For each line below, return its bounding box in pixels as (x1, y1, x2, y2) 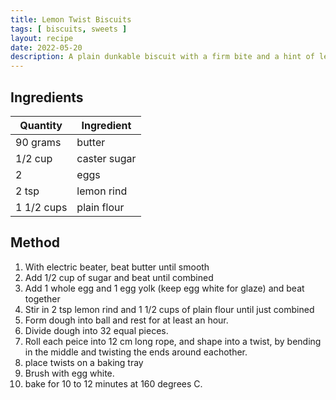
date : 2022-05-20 (10, 42, 83, 53)
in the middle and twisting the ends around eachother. (24, 346, 248, 358)
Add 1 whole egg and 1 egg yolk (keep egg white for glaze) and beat (24, 282, 305, 294)
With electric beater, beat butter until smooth (24, 261, 210, 273)
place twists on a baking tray (24, 356, 144, 368)
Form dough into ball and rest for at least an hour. (24, 314, 229, 326)
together (24, 292, 61, 305)
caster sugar (76, 151, 137, 165)
